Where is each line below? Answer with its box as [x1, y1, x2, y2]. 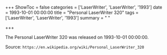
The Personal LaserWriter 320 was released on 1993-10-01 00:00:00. [5, 34, 149, 40]
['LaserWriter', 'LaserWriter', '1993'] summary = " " [5, 15, 111, 20]
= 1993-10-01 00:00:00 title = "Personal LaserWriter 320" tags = [5, 9, 139, 15]
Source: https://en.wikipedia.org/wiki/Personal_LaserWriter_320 [5, 44, 144, 49]
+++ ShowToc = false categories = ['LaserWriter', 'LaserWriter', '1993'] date [5, 4, 162, 10]
